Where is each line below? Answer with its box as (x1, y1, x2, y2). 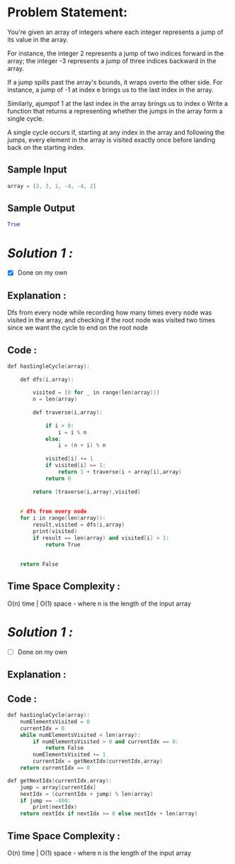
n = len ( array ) (33, 395, 78, 403)
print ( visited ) (33, 527, 78, 535)
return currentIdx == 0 (20, 765, 91, 772)
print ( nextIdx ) (33, 804, 78, 811)
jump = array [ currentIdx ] (20, 784, 97, 791)
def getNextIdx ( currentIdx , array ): (7, 777, 113, 784)
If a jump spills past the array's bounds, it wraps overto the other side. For (7, 77, 223, 86)
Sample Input (7, 164, 67, 176)
